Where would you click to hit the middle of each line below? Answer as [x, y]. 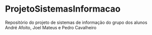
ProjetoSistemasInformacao [63, 9]
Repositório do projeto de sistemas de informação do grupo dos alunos [76, 22]
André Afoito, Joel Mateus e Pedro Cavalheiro [51, 27]
